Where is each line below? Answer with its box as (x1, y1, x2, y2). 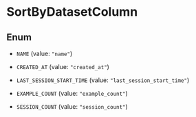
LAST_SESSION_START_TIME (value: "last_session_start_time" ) (16, 76, 190, 84)
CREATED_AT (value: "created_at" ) (16, 63, 109, 70)
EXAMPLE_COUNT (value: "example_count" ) (16, 90, 128, 97)
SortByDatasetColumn (6, 4, 138, 20)
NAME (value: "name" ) (16, 49, 73, 57)
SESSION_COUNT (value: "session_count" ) (16, 103, 128, 110)
